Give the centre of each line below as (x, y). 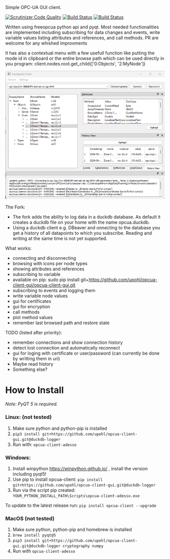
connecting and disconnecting (44, 258)
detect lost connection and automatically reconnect (66, 348)
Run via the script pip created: (44, 490)
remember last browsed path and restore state (61, 323)
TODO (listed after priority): (34, 333)
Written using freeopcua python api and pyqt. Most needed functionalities (82, 27)
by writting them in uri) (36, 359)
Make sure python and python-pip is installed (60, 428)
